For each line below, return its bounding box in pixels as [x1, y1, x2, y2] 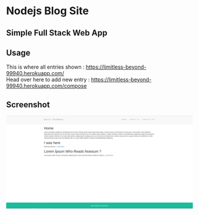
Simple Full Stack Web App [6, 28, 108, 38]
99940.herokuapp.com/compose [6, 82, 87, 89]
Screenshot [6, 100, 50, 110]
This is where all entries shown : [6, 63, 85, 70]
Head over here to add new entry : [6, 76, 90, 84]
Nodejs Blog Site [6, 4, 89, 18]
